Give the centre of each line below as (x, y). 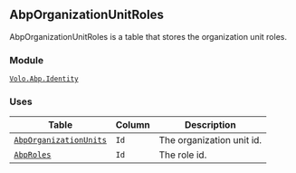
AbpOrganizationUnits (60, 140)
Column (133, 125)
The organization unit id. (210, 140)
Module (26, 60)
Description (210, 125)
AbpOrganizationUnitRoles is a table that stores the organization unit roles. (148, 36)
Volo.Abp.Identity (44, 79)
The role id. (183, 155)
